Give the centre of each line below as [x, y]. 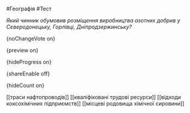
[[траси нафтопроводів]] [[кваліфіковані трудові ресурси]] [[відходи [93, 97]
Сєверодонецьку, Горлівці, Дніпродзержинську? [69, 27]
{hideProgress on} [29, 62]
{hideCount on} [25, 85]
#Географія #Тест [29, 9]
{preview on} [22, 50]
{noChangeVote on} [31, 38]
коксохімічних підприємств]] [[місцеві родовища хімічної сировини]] [96, 103]
